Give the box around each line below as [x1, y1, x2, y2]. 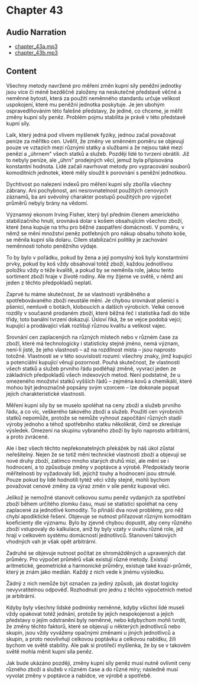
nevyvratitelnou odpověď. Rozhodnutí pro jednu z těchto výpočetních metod [6, 586, 192, 593]
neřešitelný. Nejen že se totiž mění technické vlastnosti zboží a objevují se [6, 451, 186, 458]
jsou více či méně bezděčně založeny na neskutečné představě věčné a [6, 88, 181, 95]
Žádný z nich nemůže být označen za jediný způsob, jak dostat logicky [6, 580, 178, 587]
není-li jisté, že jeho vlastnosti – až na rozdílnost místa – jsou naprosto [6, 346, 176, 353]
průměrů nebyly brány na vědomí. [6, 199, 89, 206]
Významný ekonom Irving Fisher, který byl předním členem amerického [6, 211, 180, 218]
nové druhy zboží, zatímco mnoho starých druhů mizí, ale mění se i [6, 457, 170, 464]
